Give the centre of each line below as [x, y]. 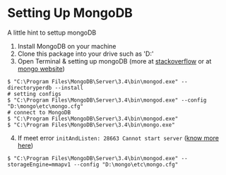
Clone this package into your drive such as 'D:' [85, 54]
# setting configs [34, 94]
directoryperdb [30, 87]
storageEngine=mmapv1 [39, 164]
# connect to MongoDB [39, 112]
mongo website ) [41, 68]
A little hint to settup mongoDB [52, 32]
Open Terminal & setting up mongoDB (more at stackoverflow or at [114, 61]
